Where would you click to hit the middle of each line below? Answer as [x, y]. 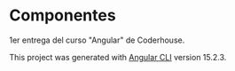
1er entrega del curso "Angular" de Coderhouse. [97, 40]
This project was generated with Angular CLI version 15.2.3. [118, 57]
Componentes [63, 16]
